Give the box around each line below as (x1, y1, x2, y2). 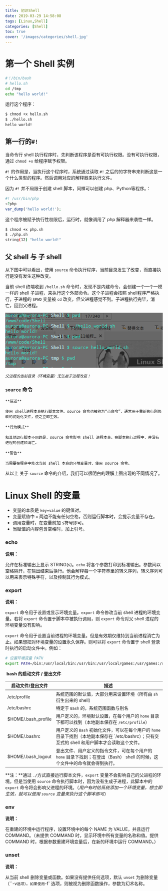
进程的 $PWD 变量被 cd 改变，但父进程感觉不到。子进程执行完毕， (18, 296, 151, 302)
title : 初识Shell (5, 8, 40, 13)
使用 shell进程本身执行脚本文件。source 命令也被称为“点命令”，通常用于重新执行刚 (5, 409, 158, 414)
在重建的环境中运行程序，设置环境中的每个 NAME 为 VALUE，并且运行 (5, 826, 150, 832)
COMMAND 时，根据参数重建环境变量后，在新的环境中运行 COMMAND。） (5, 838, 158, 845)
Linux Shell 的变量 (5, 490, 80, 501)
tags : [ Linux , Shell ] (5, 19, 48, 24)
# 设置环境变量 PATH (5, 656, 43, 661)
